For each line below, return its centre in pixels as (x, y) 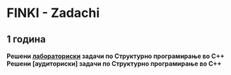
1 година (26, 39)
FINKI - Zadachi (53, 13)
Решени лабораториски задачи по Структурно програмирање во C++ (115, 56)
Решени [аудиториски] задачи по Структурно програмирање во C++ (114, 64)
